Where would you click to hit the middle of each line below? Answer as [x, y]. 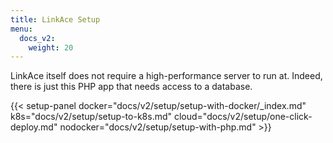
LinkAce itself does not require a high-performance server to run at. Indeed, [166, 76]
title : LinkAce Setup [55, 19]
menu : [21, 29]
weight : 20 [51, 47]
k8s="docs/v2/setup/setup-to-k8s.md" [91, 117]
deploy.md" [34, 127]
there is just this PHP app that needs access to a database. [131, 87]
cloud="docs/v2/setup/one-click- [243, 117]
